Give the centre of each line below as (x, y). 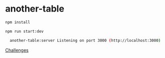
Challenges (17, 50)
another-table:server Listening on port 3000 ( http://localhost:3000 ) (85, 40)
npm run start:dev (24, 31)
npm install (18, 22)
